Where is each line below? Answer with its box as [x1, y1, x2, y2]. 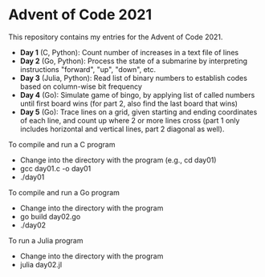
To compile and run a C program [8, 139, 116, 149]
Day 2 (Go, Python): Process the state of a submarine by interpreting [19, 56, 247, 66]
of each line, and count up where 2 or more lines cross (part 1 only [19, 115, 240, 125]
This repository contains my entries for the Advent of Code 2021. [8, 32, 223, 42]
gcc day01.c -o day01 [19, 163, 92, 173]
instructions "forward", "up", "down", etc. [19, 64, 157, 74]
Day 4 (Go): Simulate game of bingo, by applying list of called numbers [19, 90, 255, 99]
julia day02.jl [19, 259, 63, 269]
